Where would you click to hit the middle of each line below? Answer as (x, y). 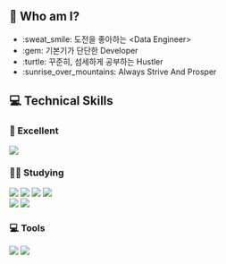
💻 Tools (27, 227)
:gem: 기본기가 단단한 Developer (80, 50)
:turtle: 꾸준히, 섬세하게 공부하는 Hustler (92, 61)
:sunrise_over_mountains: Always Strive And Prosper (119, 72)
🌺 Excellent (34, 131)
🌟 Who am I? (45, 17)
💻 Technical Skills (61, 101)
